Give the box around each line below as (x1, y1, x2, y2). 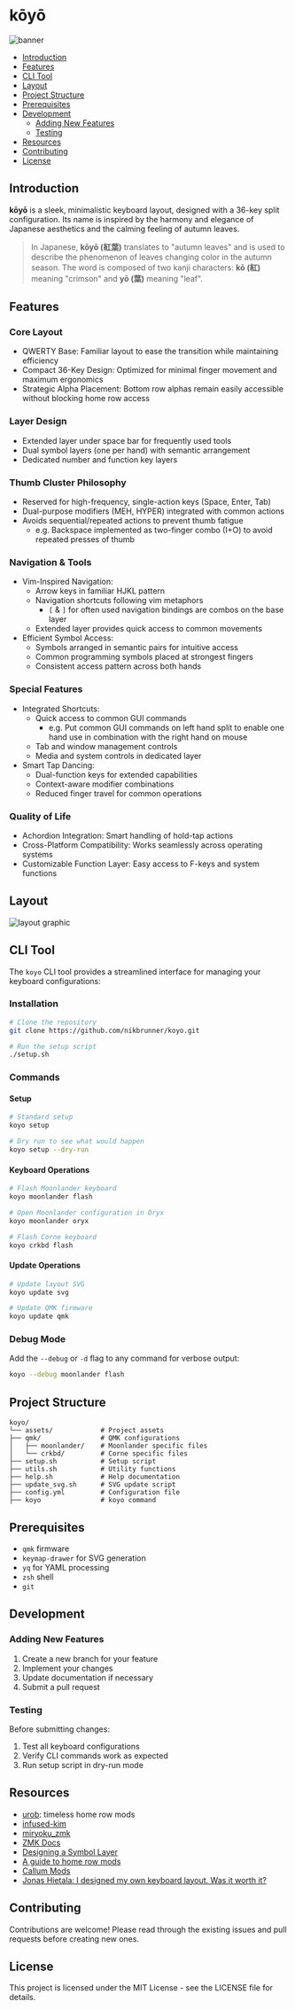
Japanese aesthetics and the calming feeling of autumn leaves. (9, 223, 240, 234)
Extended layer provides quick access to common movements (35, 624, 263, 634)
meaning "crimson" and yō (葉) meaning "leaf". (30, 273, 204, 283)
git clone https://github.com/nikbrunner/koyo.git (9, 1026, 200, 1035)
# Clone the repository (9, 1018, 97, 1027)
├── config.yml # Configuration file (9, 1488, 180, 1497)
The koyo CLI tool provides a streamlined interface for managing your (9, 966, 261, 977)
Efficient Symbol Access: (21, 632, 113, 643)
